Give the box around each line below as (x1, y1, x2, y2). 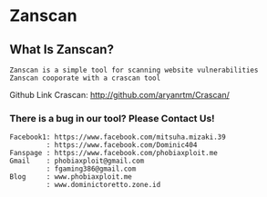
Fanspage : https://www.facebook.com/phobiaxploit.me (9, 149, 219, 158)
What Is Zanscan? (9, 42, 114, 57)
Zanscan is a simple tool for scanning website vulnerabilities (9, 65, 259, 74)
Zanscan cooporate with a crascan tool (9, 74, 161, 83)
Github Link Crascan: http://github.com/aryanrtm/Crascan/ (9, 90, 230, 100)
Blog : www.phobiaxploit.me (9, 172, 132, 182)
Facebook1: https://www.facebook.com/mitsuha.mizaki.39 (9, 133, 226, 142)
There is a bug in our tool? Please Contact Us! (9, 112, 216, 124)
